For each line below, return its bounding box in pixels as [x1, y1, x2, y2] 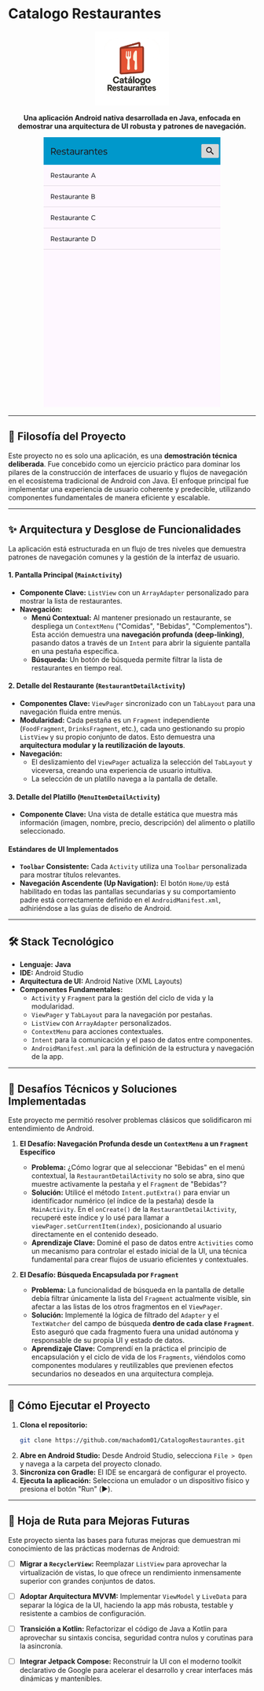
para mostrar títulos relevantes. [19, 870, 121, 879]
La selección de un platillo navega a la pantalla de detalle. [31, 774, 218, 783]
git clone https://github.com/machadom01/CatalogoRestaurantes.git [19, 1436, 245, 1444]
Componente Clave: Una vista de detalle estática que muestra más [19, 809, 238, 819]
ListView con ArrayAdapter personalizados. [31, 1018, 171, 1028]
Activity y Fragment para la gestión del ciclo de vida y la [31, 994, 214, 1003]
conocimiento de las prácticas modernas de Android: [8, 1544, 180, 1553]
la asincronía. [19, 1641, 63, 1651]
